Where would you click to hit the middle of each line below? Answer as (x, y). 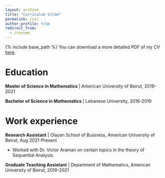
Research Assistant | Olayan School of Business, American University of (80, 135)
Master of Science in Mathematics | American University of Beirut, (74, 86)
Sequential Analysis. (33, 155)
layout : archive (22, 10)
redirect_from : (21, 28)
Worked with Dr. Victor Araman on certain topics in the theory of (78, 150)
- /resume (20, 33)
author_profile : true (28, 24)
